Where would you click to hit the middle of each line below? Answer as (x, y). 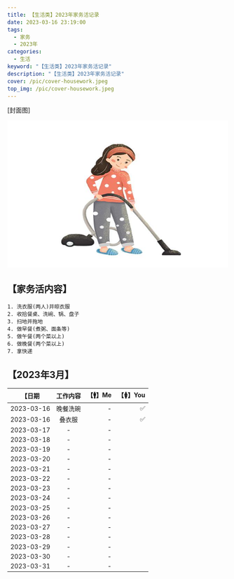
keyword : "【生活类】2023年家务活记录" (60, 67)
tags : (15, 29)
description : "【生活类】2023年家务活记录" (66, 74)
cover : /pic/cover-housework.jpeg (58, 81)
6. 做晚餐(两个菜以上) (36, 344)
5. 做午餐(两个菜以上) (36, 337)
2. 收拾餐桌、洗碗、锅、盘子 (43, 314)
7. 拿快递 (20, 351)
